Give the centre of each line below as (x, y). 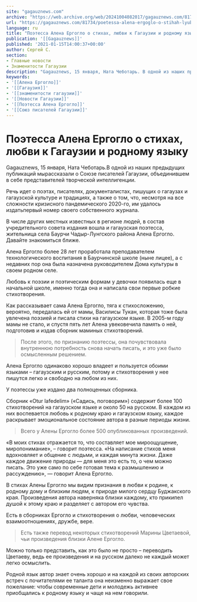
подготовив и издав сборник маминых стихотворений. (75, 331)
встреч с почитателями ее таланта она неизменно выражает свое (89, 581)
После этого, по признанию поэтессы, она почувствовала (94, 342)
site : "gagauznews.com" (35, 11)
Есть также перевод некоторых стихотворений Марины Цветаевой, (106, 533)
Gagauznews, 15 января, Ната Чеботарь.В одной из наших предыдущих (96, 167)
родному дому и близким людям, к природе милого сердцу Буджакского (98, 492)
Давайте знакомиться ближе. (43, 240)
